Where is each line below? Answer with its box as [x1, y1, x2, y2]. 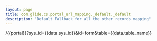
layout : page [5, 7, 33, 12]
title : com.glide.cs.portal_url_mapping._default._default [5, 12, 131, 17]
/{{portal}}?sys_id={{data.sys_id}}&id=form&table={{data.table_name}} [5, 30, 152, 36]
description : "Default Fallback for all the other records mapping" [5, 16, 151, 21]
